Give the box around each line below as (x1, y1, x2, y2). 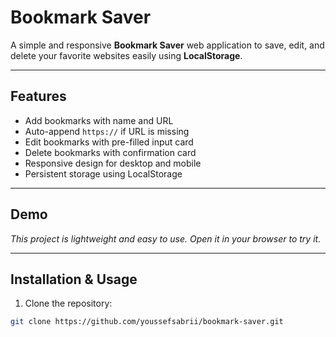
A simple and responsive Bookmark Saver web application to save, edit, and (10, 39, 325, 51)
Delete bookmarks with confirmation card (24, 146, 197, 158)
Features (10, 88, 67, 105)
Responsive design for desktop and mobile (24, 157, 202, 169)
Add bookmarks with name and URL (24, 114, 174, 126)
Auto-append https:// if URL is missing (24, 125, 190, 137)
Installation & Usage (10, 271, 138, 288)
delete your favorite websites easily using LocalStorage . (10, 49, 243, 61)
